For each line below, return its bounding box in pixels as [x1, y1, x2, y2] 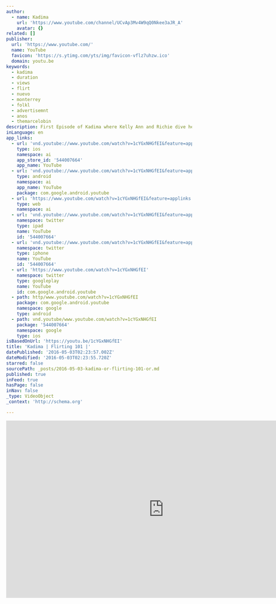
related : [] [6, 31, 35, 37]
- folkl [11, 102, 31, 108]
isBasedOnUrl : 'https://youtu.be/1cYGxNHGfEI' [6, 338, 123, 345]
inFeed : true [6, 376, 38, 383]
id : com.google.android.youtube [17, 289, 96, 295]
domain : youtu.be [11, 58, 54, 64]
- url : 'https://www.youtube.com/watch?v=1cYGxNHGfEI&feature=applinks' [11, 196, 194, 202]
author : [6, 8, 25, 15]
